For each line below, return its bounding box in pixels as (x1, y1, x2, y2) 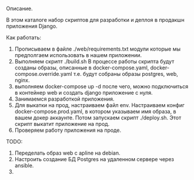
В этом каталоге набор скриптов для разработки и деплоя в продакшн (6, 16, 185, 23)
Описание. (6, 5, 33, 12)
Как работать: (6, 34, 42, 41)
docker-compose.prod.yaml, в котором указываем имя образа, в (14, 108, 176, 115)
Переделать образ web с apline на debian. (14, 149, 121, 156)
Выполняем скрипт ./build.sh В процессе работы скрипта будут (14, 58, 175, 65)
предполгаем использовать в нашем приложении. (14, 52, 142, 58)
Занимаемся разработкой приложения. (14, 95, 115, 102)
